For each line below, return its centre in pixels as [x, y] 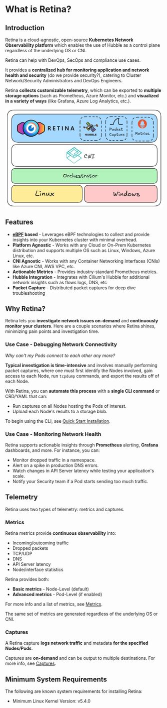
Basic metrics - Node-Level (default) [50, 589]
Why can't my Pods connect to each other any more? [60, 356]
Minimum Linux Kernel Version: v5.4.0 [51, 701]
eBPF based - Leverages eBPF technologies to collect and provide [81, 234]
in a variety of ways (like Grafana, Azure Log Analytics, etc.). [68, 101]
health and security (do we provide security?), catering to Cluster [73, 75]
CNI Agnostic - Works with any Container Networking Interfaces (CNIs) [86, 261]
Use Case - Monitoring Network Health [53, 434]
